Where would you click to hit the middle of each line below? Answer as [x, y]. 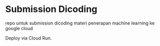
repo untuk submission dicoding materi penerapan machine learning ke [80, 23]
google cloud [19, 28]
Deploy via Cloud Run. [29, 38]
